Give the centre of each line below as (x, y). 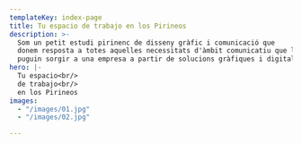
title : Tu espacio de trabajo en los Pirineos (98, 26)
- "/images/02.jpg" (54, 117)
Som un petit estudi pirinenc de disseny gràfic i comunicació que (147, 42)
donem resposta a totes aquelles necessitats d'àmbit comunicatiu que (152, 51)
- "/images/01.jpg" (54, 109)
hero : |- (26, 68)
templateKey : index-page (56, 17)
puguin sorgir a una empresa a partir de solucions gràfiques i (140, 59)
